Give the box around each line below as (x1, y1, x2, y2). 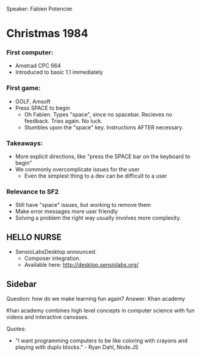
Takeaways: (6, 139, 43, 147)
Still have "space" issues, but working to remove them (15, 201, 151, 209)
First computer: (6, 48, 54, 57)
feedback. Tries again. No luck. (24, 117, 103, 124)
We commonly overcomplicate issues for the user (15, 166, 140, 173)
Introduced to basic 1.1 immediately (15, 68, 104, 76)
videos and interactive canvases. (6, 314, 90, 320)
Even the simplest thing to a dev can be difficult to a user (24, 172, 167, 179)
